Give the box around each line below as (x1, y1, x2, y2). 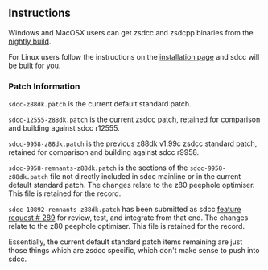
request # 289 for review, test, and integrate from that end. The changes (8, 213, 249, 222)
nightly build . (8, 36, 52, 46)
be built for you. (8, 60, 61, 70)
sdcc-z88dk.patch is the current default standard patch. (8, 99, 192, 109)
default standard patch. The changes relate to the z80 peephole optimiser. (8, 181, 255, 190)
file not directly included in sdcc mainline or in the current (49, 172, 241, 181)
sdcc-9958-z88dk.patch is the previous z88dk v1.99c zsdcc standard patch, (8, 139, 258, 148)
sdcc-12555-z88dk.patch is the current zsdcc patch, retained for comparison (8, 114, 261, 124)
